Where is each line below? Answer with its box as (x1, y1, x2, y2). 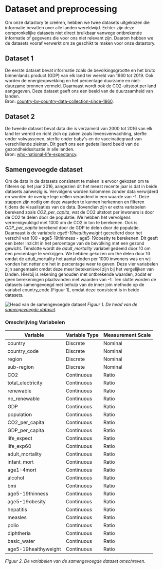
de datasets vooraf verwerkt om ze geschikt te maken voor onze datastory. (5, 40, 156, 46)
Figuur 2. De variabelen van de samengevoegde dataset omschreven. (5, 558, 145, 564)
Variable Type (65, 331, 99, 338)
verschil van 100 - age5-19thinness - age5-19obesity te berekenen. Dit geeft (5, 235, 158, 241)
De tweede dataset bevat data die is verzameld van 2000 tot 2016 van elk (5, 125, 153, 131)
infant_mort (7, 458, 34, 465)
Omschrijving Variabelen (5, 319, 65, 326)
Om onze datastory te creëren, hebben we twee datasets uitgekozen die (5, 19, 150, 25)
